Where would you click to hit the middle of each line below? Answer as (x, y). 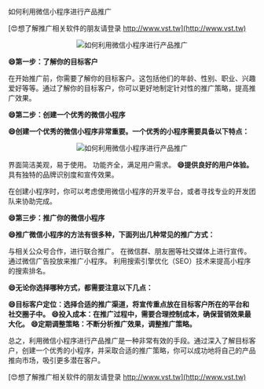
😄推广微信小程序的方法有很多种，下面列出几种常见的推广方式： (112, 235)
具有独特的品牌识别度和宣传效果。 (63, 174)
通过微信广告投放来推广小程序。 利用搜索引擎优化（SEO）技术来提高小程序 (130, 261)
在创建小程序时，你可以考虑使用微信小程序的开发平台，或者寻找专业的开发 (128, 191)
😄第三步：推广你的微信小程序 (57, 218)
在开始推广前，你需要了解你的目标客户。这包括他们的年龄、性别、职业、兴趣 (132, 78)
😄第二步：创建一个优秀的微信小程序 (67, 115)
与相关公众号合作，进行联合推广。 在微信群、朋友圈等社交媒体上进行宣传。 (130, 251)
